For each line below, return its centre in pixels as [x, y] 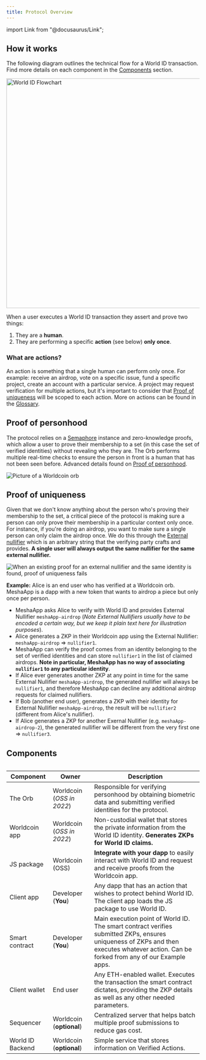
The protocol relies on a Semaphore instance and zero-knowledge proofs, [100, 437]
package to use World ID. [130, 909]
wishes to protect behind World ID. [144, 893]
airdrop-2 [28, 728]
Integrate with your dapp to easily [144, 853]
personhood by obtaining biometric [145, 795]
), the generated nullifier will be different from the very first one [120, 727]
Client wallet [27, 990]
